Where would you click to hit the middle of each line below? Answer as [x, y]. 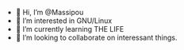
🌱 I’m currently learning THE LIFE [70, 29]
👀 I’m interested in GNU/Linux [64, 21]
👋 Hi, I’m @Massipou [50, 12]
